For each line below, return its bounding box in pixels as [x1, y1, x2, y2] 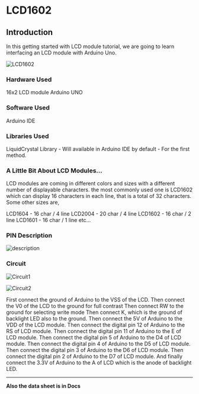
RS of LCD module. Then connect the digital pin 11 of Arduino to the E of [6, 327, 182, 335]
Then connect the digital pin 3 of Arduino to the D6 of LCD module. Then [6, 346, 184, 353]
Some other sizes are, [6, 199, 60, 206]
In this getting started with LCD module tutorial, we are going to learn [6, 43, 175, 50]
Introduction [6, 27, 53, 37]
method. [6, 152, 27, 159]
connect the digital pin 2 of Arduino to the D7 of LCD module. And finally [6, 353, 182, 360]
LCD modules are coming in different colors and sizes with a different [6, 180, 175, 187]
